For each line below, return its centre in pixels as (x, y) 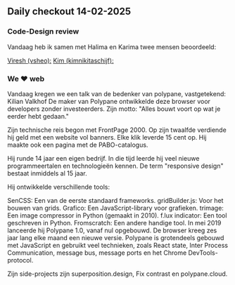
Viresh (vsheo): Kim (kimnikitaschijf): (61, 60)
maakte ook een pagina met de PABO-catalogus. (78, 145)
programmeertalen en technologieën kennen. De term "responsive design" (115, 166)
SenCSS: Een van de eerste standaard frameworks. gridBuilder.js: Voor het (115, 200)
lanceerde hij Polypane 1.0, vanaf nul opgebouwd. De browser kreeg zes (112, 230)
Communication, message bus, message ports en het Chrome (97, 253)
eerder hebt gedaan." (38, 116)
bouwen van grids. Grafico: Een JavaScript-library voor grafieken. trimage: (115, 208)
